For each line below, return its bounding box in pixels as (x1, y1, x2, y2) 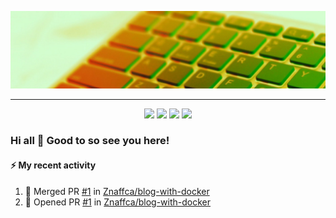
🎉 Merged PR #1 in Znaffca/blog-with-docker (24, 185, 210, 197)
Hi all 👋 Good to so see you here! (10, 134, 170, 148)
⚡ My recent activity (10, 159, 97, 171)
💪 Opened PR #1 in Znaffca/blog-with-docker (24, 196, 211, 208)
